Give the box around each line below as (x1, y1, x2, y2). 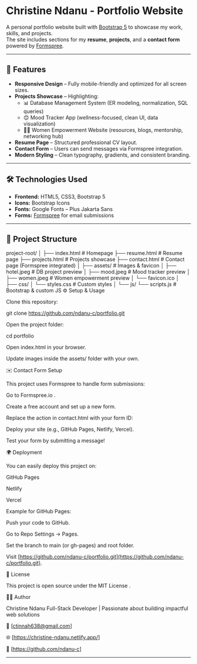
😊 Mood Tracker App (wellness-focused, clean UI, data (23, 114, 158, 121)
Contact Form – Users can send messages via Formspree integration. (14, 145, 184, 152)
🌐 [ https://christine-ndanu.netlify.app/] (6, 634, 100, 641)
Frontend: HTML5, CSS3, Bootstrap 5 (14, 193, 106, 200)
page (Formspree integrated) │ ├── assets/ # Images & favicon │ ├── (6, 262, 177, 269)
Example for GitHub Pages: (6, 508, 72, 515)
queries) (23, 107, 44, 115)
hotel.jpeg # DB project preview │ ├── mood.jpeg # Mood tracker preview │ (6, 268, 191, 275)
